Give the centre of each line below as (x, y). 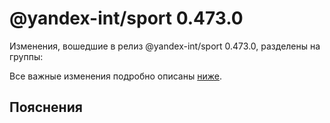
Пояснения (46, 107)
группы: (26, 56)
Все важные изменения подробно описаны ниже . (115, 76)
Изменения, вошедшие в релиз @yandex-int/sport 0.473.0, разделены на (165, 46)
